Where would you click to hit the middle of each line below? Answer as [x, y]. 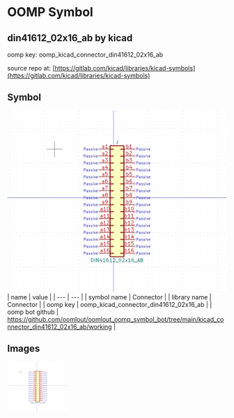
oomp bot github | [33, 312]
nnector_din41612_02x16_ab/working [60, 327]
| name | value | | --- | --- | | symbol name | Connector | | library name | [109, 297]
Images [24, 349]
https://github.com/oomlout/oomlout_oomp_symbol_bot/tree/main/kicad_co [116, 319]
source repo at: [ [31, 68]
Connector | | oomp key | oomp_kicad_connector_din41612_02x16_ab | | [110, 304]
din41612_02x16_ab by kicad [70, 38]
